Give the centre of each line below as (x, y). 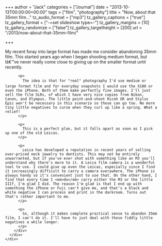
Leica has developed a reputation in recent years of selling (87, 150)
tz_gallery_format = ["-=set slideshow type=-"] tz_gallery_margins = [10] (77, 22)
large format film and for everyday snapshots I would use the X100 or (79, 86)
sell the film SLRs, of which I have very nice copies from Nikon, (75, 95)
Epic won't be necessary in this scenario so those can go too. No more (80, 103)
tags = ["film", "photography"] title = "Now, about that (102, 12)
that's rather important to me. (38, 197)
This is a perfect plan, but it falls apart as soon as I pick (88, 129)
